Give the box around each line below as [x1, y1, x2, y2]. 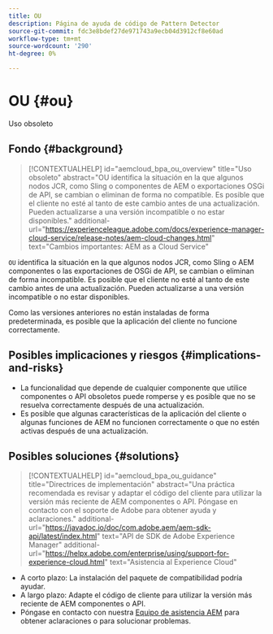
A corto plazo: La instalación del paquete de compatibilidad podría [19, 573, 243, 583]
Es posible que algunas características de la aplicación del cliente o [19, 408, 247, 419]
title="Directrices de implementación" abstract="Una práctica [28, 480, 236, 489]
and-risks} [8, 361, 64, 375]
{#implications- [180, 349, 262, 363]
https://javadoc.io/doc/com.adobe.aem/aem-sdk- [45, 523, 211, 532]
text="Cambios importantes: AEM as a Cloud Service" [28, 241, 210, 251]
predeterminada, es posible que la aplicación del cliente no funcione [8, 316, 237, 326]
